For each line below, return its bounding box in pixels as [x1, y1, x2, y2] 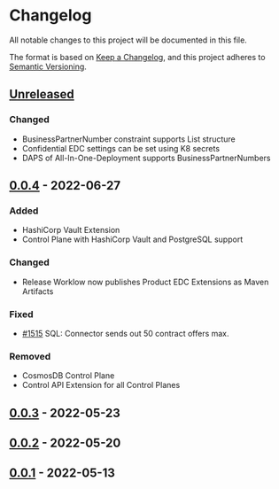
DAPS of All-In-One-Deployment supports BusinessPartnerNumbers [21, 152, 271, 163]
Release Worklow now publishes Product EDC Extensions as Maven [21, 276, 269, 287]
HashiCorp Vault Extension [21, 225, 120, 236]
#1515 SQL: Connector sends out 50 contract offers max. [21, 328, 229, 338]
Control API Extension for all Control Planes [21, 380, 181, 391]
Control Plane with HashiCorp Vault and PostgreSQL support [21, 234, 244, 244]
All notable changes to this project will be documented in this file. [9, 35, 248, 45]
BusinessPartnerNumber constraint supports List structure [21, 134, 236, 144]
